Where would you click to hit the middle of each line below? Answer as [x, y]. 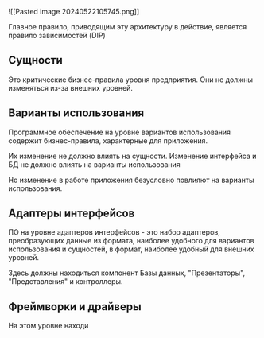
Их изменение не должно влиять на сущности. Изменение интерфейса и [132, 156]
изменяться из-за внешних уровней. [71, 87]
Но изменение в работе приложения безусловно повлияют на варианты [131, 180]
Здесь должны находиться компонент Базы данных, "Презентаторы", [126, 273]
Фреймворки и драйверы [75, 307]
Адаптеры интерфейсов [72, 214]
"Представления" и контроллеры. [66, 282]
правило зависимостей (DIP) [57, 35]
